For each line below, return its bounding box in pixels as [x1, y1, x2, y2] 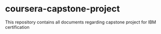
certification [5, 24, 30, 30]
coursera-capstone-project [5, 3, 120, 14]
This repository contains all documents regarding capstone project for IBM [5, 19, 157, 25]
